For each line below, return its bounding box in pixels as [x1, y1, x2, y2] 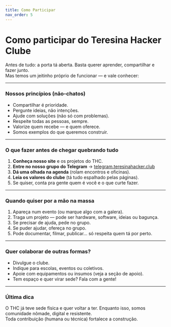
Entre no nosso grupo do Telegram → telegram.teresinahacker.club [12, 164, 155, 170]
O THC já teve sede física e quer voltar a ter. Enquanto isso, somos [5, 305, 146, 311]
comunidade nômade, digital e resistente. [5, 310, 92, 316]
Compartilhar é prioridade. [12, 102, 69, 108]
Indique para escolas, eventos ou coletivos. [12, 265, 104, 271]
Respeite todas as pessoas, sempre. [12, 118, 89, 124]
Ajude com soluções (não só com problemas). [12, 113, 109, 119]
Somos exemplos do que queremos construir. [12, 129, 108, 135]
